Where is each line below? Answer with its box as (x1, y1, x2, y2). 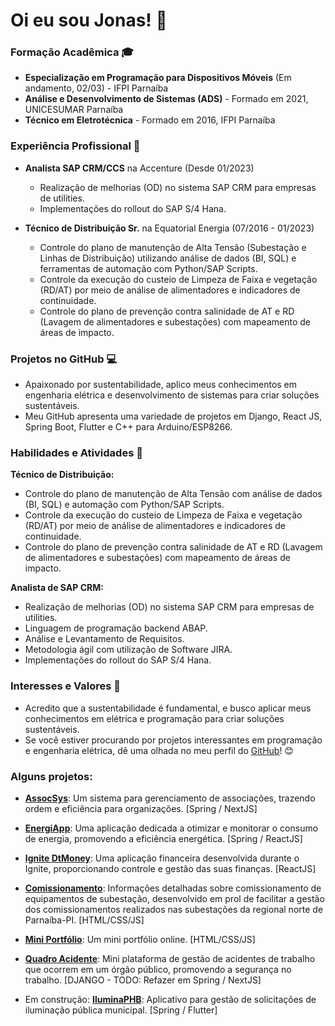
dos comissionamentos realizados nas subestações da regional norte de (24, 903, 324, 915)
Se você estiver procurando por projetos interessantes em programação (24, 734, 323, 746)
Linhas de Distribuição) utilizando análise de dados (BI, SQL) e (39, 252, 297, 264)
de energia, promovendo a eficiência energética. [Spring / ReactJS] (24, 832, 303, 844)
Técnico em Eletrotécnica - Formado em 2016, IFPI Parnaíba (24, 114, 276, 126)
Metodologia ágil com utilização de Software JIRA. (24, 644, 233, 656)
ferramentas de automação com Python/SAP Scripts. (39, 262, 258, 274)
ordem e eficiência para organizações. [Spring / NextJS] (24, 802, 258, 814)
